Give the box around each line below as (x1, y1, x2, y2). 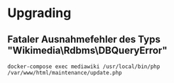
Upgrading (7, 5, 72, 21)
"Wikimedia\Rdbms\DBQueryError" (7, 44, 168, 56)
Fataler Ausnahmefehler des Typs (7, 33, 161, 45)
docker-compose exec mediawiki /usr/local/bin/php (7, 63, 161, 70)
